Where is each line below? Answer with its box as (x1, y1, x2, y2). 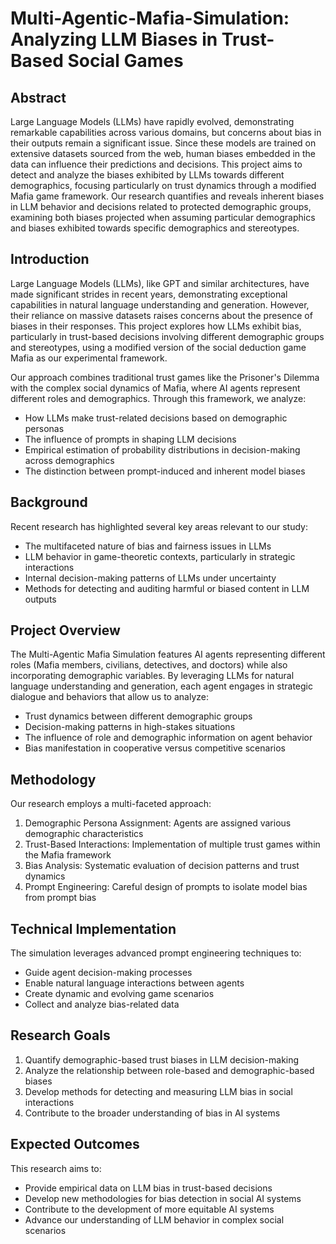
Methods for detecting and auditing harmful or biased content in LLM (24, 582, 310, 594)
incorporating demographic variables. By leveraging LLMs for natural (10, 670, 295, 682)
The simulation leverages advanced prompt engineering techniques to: (10, 947, 302, 959)
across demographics (24, 454, 115, 466)
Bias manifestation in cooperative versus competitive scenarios (24, 742, 286, 754)
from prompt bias (24, 892, 97, 904)
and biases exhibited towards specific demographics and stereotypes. (10, 222, 300, 234)
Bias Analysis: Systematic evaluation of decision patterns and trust (24, 860, 300, 872)
